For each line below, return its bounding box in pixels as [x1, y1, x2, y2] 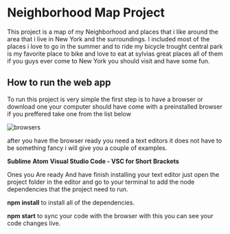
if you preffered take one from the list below [7, 109, 132, 118]
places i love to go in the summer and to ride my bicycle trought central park [7, 42, 223, 50]
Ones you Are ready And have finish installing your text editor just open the [7, 170, 220, 178]
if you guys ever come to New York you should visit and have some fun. [7, 56, 211, 65]
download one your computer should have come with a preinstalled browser [7, 102, 223, 111]
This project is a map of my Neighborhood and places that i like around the [7, 28, 218, 36]
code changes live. [7, 219, 61, 227]
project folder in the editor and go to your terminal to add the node [7, 178, 195, 186]
